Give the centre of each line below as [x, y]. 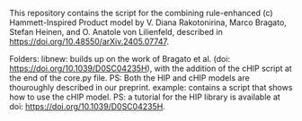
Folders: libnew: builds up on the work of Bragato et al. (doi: [120, 59]
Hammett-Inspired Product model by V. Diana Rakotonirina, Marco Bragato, [148, 22]
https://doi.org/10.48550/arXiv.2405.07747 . [89, 41]
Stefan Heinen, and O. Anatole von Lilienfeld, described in [116, 32]
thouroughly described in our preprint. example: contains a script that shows [151, 87]
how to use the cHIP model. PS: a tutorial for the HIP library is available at [145, 97]
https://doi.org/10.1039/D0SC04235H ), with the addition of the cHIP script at [151, 68]
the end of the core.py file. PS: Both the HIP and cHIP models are [129, 78]
